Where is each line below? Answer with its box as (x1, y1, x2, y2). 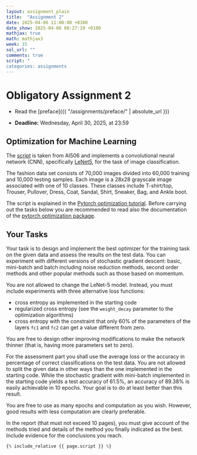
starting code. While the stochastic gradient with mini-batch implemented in (6, 372, 190, 379)
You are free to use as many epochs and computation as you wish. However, (6, 402, 192, 409)
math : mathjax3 (6, 36, 44, 42)
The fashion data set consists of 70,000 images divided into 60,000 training (6, 170, 190, 177)
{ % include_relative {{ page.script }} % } (6, 443, 112, 449)
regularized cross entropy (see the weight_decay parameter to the (14, 305, 173, 312)
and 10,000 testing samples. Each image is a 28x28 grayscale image (6, 176, 172, 183)
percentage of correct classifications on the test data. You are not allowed (6, 359, 186, 366)
